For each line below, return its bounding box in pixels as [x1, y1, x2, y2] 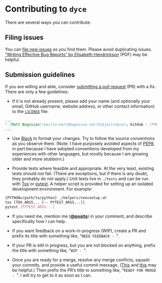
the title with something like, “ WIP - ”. [12, 247, 87, 253]
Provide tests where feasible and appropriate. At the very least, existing [12, 166, 154, 172]
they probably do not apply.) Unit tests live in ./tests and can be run [12, 176, 148, 182]
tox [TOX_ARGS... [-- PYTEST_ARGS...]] [5, 200, 85, 205]
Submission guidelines [5, 71, 75, 79]
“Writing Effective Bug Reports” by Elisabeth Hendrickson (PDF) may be [5, 51, 148, 57]
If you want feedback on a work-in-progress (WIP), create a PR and [12, 228, 146, 234]
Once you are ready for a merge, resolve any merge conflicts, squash [12, 257, 150, 263]
